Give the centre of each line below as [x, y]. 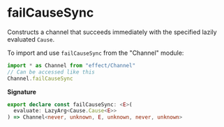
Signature [22, 92]
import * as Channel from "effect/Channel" [72, 65]
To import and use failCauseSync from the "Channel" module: [96, 53]
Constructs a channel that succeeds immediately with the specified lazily [112, 32]
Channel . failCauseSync [40, 78]
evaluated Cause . [31, 39]
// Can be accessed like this [51, 72]
